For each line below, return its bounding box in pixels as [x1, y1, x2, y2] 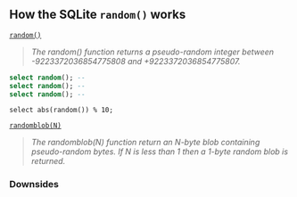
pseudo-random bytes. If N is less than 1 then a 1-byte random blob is [30, 146, 288, 157]
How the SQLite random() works [9, 7, 186, 22]
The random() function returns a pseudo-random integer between [30, 46, 275, 57]
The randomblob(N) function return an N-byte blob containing [30, 137, 260, 148]
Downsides [9, 178, 60, 191]
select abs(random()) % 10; [9, 106, 114, 115]
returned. [30, 156, 66, 167]
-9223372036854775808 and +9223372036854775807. [30, 55, 241, 66]
